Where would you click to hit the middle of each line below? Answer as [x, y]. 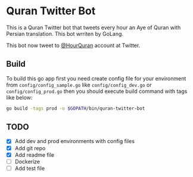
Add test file [30, 168]
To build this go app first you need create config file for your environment [96, 78]
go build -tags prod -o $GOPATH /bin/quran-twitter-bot [76, 108]
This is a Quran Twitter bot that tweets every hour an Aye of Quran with [94, 27]
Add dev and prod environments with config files [75, 141]
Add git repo [30, 148]
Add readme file [35, 155]
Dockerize [27, 162]
